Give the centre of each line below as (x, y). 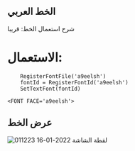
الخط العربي (31, 12)
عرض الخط (30, 123)
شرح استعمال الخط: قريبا (41, 28)
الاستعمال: (35, 57)
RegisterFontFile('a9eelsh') (63, 76)
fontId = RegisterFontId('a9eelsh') (75, 82)
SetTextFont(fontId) (50, 89)
